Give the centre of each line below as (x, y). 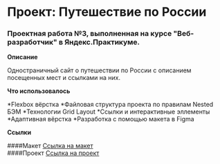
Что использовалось (39, 91)
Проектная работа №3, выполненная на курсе (90, 34)
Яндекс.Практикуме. (102, 42)
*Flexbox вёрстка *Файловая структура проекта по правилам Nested (110, 105)
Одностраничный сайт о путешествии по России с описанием (99, 70)
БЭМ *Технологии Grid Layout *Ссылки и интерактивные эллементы (109, 112)
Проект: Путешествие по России (107, 12)
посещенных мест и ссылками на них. (64, 78)
